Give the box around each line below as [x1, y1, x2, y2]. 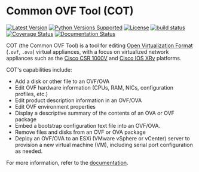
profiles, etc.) [14, 90, 48, 97]
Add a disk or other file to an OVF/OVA [14, 78, 110, 85]
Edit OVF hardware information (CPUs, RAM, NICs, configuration [14, 84, 174, 91]
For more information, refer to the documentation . [6, 159, 128, 166]
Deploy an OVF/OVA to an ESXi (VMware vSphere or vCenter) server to [14, 134, 190, 142]
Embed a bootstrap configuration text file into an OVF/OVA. [14, 122, 160, 129]
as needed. [14, 148, 43, 155]
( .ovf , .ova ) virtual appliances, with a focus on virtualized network [6, 48, 169, 55]
